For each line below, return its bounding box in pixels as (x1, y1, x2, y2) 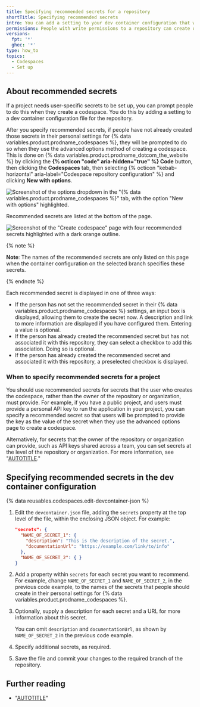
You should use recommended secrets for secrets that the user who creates (6, 386, 193, 393)
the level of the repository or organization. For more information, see (6, 448, 174, 456)
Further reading (6, 678, 65, 689)
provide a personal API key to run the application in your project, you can (6, 405, 185, 413)
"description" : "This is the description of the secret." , (26, 538, 176, 544)
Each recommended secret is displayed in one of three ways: (6, 290, 156, 297)
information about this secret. (14, 614, 87, 621)
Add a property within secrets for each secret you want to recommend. (14, 570, 190, 578)
